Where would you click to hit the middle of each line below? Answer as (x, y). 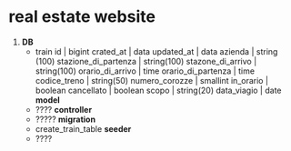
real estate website (82, 17)
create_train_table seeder (83, 128)
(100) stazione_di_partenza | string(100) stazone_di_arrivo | (146, 61)
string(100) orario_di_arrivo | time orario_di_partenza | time (145, 71)
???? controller (64, 109)
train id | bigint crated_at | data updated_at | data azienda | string (156, 51)
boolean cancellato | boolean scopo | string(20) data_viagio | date (158, 90)
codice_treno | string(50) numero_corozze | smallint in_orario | (152, 80)
